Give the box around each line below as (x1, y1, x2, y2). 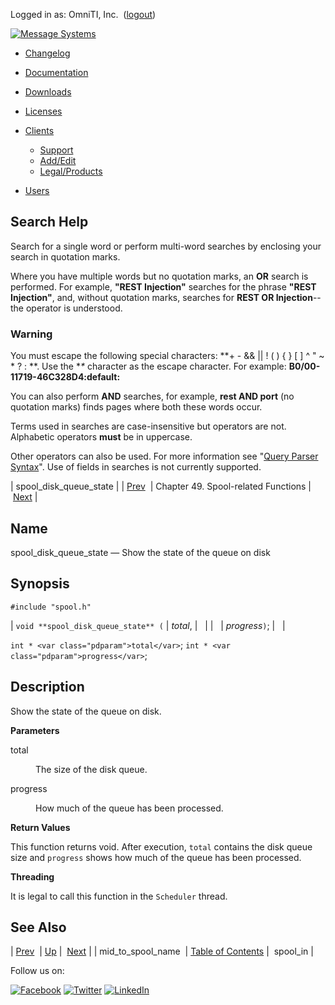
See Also (10, 919, 67, 936)
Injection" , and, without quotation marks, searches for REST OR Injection (10, 291, 313, 303)
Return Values (10, 821, 71, 833)
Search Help (10, 214, 89, 231)
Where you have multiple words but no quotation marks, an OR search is (10, 270, 309, 282)
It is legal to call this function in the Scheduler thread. (10, 890, 228, 902)
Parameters (10, 724, 60, 736)
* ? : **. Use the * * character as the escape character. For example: (10, 360, 287, 373)
